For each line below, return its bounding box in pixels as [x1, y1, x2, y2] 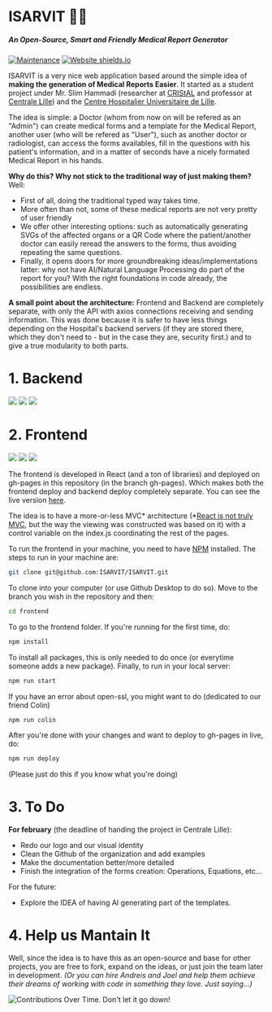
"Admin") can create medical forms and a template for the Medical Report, [8, 121, 257, 131]
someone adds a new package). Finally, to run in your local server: [8, 661, 231, 671]
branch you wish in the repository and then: [8, 591, 154, 601]
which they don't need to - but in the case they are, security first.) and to [8, 332, 252, 342]
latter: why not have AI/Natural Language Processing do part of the [19, 265, 245, 275]
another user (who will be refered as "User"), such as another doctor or [8, 130, 248, 140]
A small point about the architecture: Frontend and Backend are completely [8, 298, 264, 308]
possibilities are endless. [19, 282, 103, 292]
